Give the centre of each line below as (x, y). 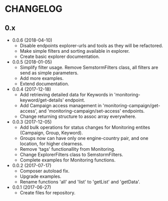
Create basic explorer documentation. (60, 56)
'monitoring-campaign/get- (132, 105)
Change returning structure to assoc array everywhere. (78, 116)
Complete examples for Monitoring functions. (68, 160)
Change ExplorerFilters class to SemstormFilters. (71, 155)
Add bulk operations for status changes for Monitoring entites (85, 127)
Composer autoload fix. (45, 171)
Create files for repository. (47, 193)
